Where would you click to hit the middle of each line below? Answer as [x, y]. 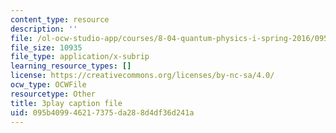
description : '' [44, 29]
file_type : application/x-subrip [80, 57]
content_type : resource [60, 19]
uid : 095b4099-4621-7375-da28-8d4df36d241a [102, 112]
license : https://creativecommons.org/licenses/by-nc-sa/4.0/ [142, 76]
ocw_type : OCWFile [48, 85]
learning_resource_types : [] [71, 66]
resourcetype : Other [53, 94]
